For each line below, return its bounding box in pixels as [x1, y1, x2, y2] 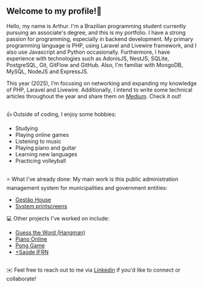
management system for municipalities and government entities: [6, 184, 168, 191]
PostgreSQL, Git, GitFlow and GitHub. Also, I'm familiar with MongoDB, [6, 61, 183, 68]
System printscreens [15, 202, 68, 209]
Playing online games [15, 131, 69, 139]
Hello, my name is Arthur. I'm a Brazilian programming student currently [6, 22, 187, 29]
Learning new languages [15, 151, 77, 158]
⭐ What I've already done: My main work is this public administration [6, 175, 179, 183]
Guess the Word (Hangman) [15, 228, 86, 236]
